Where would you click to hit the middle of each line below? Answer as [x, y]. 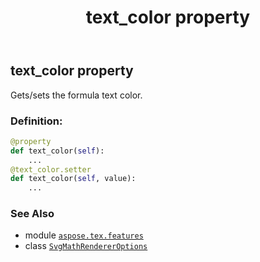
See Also [32, 214]
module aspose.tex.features [84, 235]
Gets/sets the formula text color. [76, 95]
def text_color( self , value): [73, 179]
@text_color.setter [51, 169]
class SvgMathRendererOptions [86, 246]
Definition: [36, 121]
